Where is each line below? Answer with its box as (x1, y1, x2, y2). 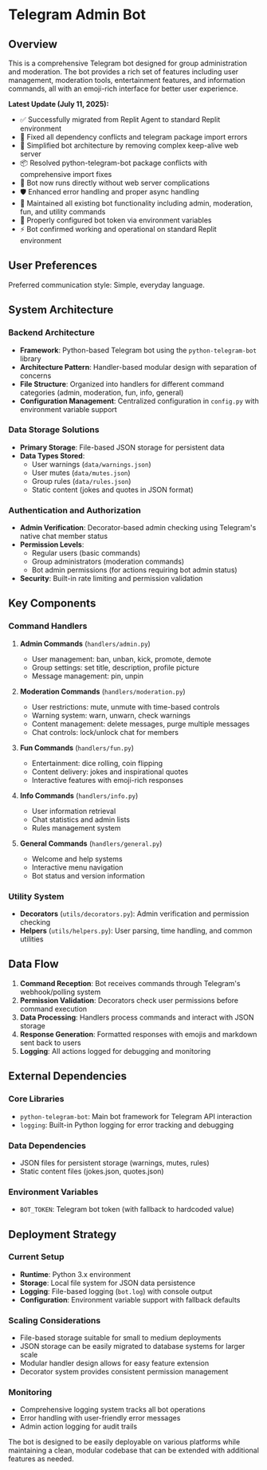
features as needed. (8, 1454, 74, 1464)
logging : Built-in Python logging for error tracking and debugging (19, 1120, 234, 1130)
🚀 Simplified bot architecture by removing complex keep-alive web (19, 141, 239, 150)
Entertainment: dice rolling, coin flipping (31, 758, 163, 768)
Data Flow (8, 957, 59, 971)
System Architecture (8, 303, 114, 316)
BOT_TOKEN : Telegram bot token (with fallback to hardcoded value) (19, 1205, 234, 1214)
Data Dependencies (8, 1140, 86, 1151)
